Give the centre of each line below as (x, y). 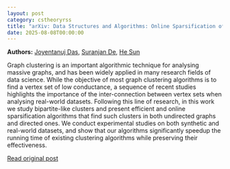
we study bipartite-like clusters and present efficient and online (97, 109)
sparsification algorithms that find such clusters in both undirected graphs (112, 116)
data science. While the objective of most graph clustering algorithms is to (112, 80)
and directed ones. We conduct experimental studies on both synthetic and (113, 123)
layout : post (26, 13)
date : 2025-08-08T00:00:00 (46, 32)
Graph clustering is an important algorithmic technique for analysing (103, 65)
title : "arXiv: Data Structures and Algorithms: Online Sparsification (111, 26)
